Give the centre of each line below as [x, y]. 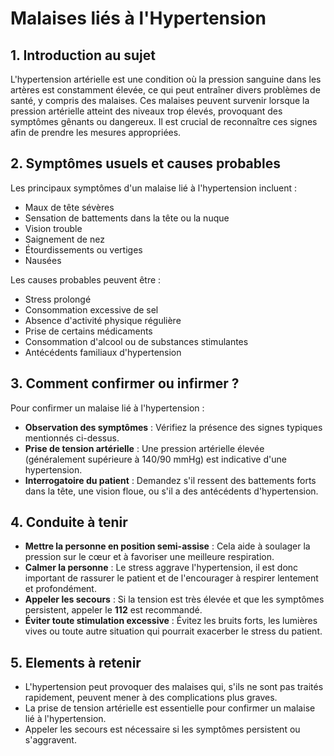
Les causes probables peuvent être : [86, 279]
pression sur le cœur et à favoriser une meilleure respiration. [149, 557]
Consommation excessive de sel [91, 309]
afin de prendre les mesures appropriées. [96, 132]
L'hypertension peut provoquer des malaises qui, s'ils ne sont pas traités [174, 687]
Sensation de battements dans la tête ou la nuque [127, 218]
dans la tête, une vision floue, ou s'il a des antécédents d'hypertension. [171, 491]
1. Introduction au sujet [83, 55]
